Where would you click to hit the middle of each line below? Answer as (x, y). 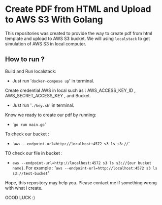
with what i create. (24, 188)
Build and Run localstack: (31, 71)
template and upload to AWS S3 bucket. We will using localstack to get (78, 39)
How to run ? (25, 60)
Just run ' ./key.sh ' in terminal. (43, 105)
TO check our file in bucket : (34, 153)
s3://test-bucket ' (31, 173)
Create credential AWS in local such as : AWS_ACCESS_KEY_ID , (70, 90)
